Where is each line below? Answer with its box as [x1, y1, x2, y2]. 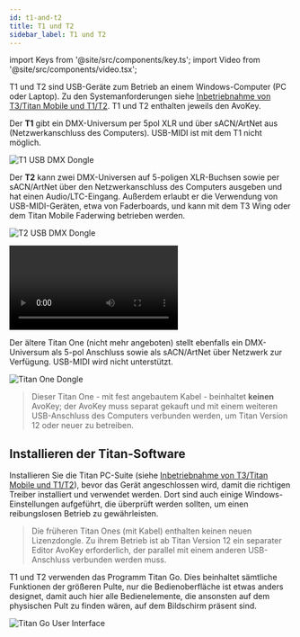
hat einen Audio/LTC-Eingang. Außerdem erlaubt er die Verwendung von [9, 191, 278, 202]
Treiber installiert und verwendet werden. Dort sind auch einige [9, 489, 243, 500]
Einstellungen [9, 498, 60, 509]
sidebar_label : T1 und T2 [9, 30, 106, 39]
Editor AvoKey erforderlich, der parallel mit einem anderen [31, 545, 247, 556]
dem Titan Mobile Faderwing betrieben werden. [9, 211, 186, 221]
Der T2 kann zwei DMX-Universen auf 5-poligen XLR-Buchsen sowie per [9, 172, 280, 183]
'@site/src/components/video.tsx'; [9, 64, 137, 75]
